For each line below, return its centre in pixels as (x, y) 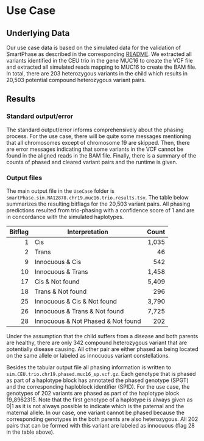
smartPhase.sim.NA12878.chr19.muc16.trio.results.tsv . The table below (97, 197)
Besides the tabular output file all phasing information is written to (89, 367)
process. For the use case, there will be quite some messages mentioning (99, 136)
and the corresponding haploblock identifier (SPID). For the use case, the (98, 386)
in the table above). (30, 432)
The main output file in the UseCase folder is (60, 191)
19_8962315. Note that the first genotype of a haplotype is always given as (100, 400)
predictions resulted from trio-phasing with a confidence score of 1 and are (100, 210)
